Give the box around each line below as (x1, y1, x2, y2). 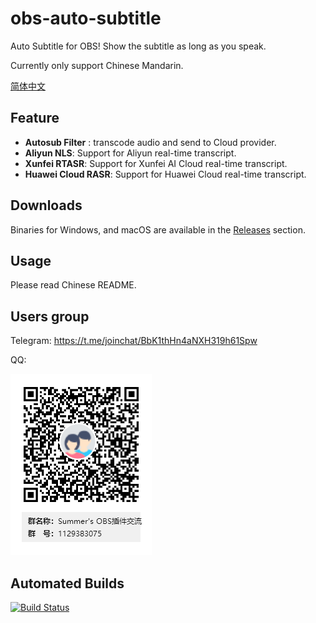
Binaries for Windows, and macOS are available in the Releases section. (10, 223, 306, 236)
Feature (10, 110, 60, 127)
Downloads (10, 197, 83, 214)
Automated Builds (10, 575, 125, 592)
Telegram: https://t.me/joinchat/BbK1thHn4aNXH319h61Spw (10, 335, 258, 347)
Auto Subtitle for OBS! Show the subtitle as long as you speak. (10, 40, 267, 52)
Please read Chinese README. (10, 279, 137, 291)
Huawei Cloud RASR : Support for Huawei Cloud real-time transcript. (24, 168, 307, 180)
